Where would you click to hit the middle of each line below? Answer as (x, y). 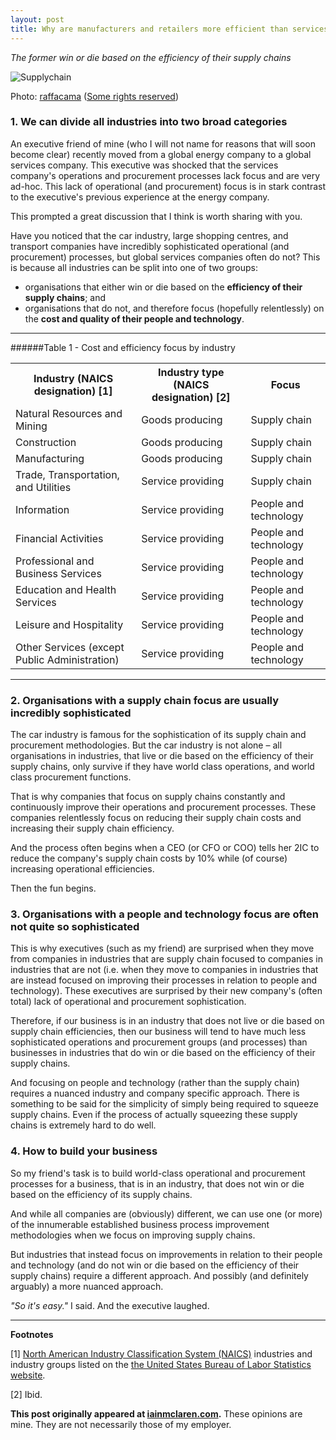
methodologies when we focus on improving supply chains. (133, 1235)
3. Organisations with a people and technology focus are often (165, 914)
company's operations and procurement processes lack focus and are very (165, 175)
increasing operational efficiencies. (82, 869)
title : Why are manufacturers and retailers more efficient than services (169, 29)
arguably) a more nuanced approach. (87, 1286)
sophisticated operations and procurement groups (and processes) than (159, 1042)
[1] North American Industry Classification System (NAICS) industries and (161, 1353)
